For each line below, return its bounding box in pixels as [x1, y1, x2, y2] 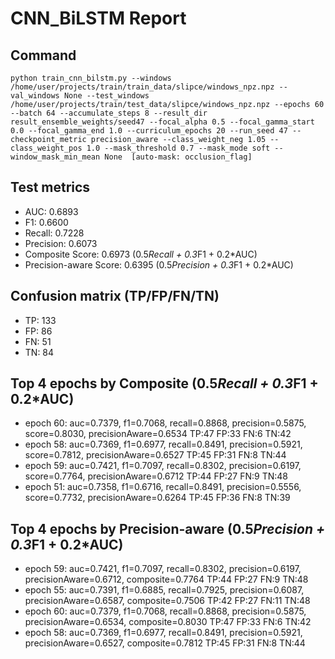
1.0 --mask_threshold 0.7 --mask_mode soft [86, 143, 271, 153]
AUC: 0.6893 [24, 205, 79, 217]
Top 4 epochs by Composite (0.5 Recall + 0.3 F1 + [10, 375, 319, 392]
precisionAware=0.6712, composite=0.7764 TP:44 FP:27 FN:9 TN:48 [24, 573, 309, 586]
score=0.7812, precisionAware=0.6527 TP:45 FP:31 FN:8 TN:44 [24, 449, 287, 461]
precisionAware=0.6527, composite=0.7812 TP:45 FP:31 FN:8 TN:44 [24, 637, 306, 649]
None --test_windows [63, 91, 150, 101]
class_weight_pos [10, 143, 83, 153]
